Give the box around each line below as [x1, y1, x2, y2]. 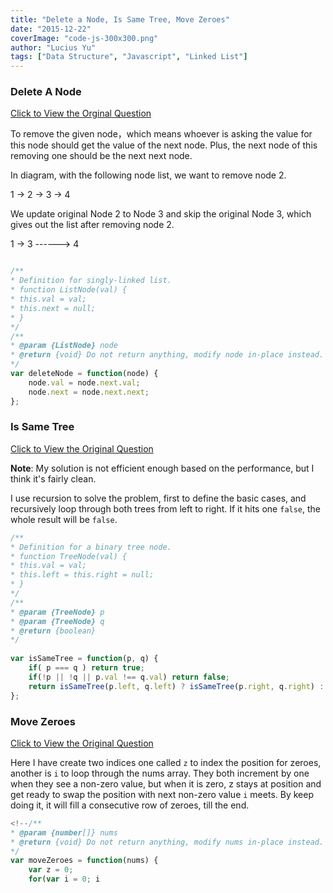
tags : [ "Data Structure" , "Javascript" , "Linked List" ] [10, 52, 248, 62]
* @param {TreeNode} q [10, 616, 105, 626]
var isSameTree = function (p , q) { [10, 654, 159, 664]
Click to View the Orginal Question [10, 107, 152, 120]
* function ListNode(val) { [10, 285, 128, 295]
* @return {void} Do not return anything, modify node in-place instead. [10, 350, 325, 360]
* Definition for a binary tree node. [10, 542, 172, 552]
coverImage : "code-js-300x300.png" [10, 33, 159, 43]
